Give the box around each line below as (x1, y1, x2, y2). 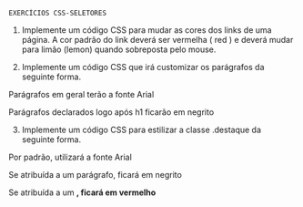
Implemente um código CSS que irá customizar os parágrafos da (21, 62, 265, 72)
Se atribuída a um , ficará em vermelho (8, 187, 157, 198)
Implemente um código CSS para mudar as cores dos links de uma (21, 25, 272, 36)
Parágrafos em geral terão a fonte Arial (8, 89, 155, 99)
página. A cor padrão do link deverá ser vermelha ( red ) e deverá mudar (21, 35, 294, 45)
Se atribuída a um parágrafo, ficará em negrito (8, 170, 183, 180)
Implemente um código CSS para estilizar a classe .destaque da (21, 124, 261, 135)
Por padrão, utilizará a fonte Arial (8, 151, 133, 162)
